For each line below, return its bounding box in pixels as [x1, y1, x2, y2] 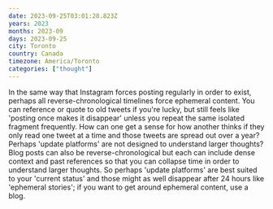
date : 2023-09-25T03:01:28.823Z [8, 11, 118, 20]
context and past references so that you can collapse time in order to [8, 156, 240, 166]
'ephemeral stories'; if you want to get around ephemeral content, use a [8, 182, 249, 192]
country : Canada [8, 50, 63, 58]
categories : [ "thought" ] [8, 65, 93, 73]
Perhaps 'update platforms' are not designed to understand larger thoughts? [8, 139, 264, 149]
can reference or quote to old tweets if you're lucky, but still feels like [8, 104, 240, 114]
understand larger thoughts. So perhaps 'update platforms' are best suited [8, 164, 258, 175]
